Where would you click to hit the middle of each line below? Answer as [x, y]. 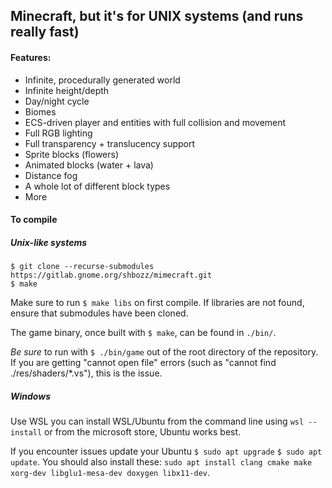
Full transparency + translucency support [110, 143]
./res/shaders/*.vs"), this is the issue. [86, 373]
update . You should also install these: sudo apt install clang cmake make [161, 462]
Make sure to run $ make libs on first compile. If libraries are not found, [157, 303]
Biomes [40, 111]
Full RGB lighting [58, 133]
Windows [31, 396]
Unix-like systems [49, 242]
